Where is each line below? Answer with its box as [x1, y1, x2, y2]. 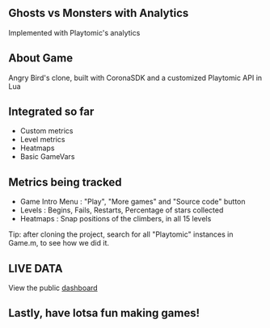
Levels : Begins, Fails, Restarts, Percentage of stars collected [19, 205, 224, 215]
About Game [8, 52, 74, 65]
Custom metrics [19, 126, 74, 136]
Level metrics [19, 135, 65, 145]
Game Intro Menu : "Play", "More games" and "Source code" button [19, 197, 246, 207]
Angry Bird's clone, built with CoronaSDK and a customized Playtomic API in [8, 73, 263, 82]
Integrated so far [8, 105, 95, 119]
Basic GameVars [19, 152, 75, 162]
